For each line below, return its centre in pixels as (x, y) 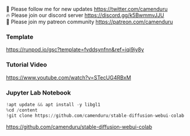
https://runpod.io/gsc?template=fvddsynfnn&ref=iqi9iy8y (75, 50)
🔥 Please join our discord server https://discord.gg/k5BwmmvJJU (85, 15)
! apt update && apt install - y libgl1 (53, 104)
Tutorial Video (27, 65)
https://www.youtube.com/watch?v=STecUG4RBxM (69, 77)
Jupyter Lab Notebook (39, 92)
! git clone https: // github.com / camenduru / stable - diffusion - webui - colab (95, 116)
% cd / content (22, 110)
